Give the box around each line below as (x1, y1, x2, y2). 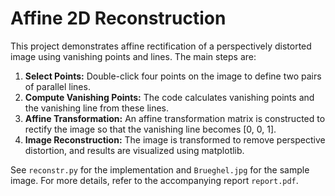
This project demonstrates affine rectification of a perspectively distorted (10, 40, 312, 52)
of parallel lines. (24, 80, 91, 92)
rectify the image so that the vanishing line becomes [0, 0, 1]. (24, 123, 277, 135)
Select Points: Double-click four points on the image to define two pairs (24, 70, 322, 82)
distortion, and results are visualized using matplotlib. (24, 144, 245, 156)
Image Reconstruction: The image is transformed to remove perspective (24, 133, 326, 146)
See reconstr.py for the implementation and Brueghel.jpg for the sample (10, 163, 310, 176)
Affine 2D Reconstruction (10, 7, 227, 30)
